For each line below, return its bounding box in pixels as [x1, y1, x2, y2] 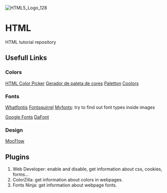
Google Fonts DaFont [5, 114, 49, 120]
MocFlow [5, 138, 25, 144]
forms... [12, 171, 29, 177]
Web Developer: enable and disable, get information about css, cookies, [12, 166, 162, 172]
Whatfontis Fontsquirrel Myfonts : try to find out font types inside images [5, 104, 155, 110]
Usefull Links [5, 53, 47, 62]
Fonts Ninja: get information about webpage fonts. [12, 182, 117, 188]
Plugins [5, 153, 30, 161]
